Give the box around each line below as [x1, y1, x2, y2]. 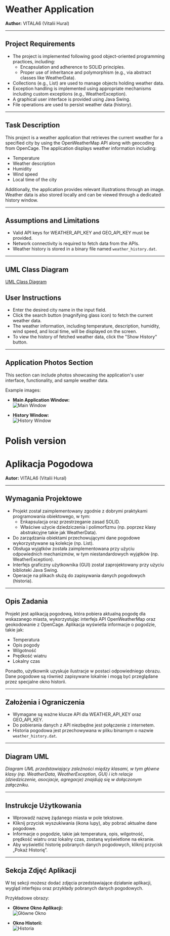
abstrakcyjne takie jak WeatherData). [20, 529, 97, 535]
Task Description [5, 121, 60, 130]
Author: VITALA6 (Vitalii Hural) [5, 20, 70, 26]
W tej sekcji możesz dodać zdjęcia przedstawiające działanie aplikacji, [5, 879, 152, 886]
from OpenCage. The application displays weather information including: [5, 145, 157, 151]
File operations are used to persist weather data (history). [12, 101, 133, 107]
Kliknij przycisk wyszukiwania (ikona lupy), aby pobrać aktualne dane [12, 820, 157, 826]
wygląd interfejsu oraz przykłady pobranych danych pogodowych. [5, 885, 144, 891]
